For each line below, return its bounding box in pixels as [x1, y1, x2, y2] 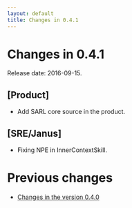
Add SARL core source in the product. [17, 108, 126, 116]
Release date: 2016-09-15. [7, 69, 82, 77]
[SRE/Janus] [7, 127, 62, 139]
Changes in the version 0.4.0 [17, 193, 100, 201]
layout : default [7, 10, 54, 17]
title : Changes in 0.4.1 [7, 17, 79, 23]
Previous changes [7, 170, 113, 186]
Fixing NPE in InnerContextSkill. [17, 146, 108, 154]
